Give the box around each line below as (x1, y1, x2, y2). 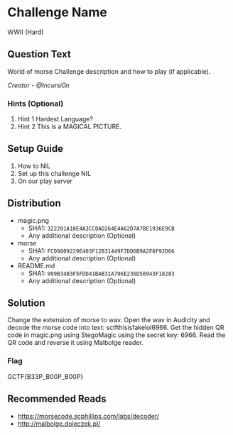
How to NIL (17, 161, 51, 170)
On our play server (17, 177, 73, 185)
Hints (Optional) (7, 99, 64, 109)
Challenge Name (7, 4, 108, 21)
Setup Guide (7, 143, 64, 155)
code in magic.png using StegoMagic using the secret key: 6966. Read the (7, 331, 226, 339)
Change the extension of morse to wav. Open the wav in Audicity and (7, 316, 211, 324)
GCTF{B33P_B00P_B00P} (7, 372, 84, 380)
